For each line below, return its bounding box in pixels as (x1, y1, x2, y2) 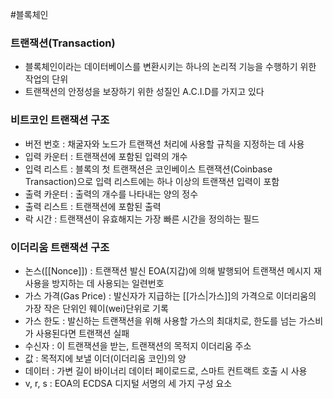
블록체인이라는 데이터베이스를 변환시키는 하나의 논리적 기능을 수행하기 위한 (24, 61, 317, 73)
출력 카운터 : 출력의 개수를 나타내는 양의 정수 (24, 188, 199, 200)
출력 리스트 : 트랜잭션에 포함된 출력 (24, 200, 162, 212)
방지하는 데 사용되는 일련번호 (51, 277, 165, 289)
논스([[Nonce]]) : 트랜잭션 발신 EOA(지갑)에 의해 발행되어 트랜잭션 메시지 (24, 264, 312, 277)
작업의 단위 (24, 73, 69, 85)
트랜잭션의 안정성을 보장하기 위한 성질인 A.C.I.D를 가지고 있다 (24, 86, 265, 98)
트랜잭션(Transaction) (10, 36, 116, 50)
